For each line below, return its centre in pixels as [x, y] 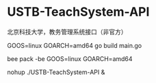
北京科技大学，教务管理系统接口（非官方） [67, 32]
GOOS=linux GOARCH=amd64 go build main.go [75, 45]
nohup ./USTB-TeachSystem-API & [56, 72]
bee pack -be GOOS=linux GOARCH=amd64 [70, 58]
